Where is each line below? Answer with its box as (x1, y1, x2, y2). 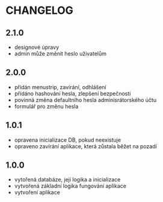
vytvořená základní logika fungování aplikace (14, 182, 127, 190)
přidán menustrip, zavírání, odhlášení (14, 83, 106, 90)
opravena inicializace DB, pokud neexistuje (14, 136, 121, 144)
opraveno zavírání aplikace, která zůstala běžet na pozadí (14, 142, 157, 150)
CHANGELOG (5, 4, 73, 17)
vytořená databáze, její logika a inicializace (14, 176, 121, 183)
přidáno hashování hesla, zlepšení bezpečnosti (14, 90, 131, 97)
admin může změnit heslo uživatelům (14, 50, 106, 57)
